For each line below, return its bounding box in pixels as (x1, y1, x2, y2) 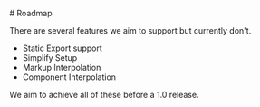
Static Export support (22, 43, 102, 53)
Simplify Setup (22, 53, 78, 63)
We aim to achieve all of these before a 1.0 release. (9, 90, 199, 100)
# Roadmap (9, 8, 53, 18)
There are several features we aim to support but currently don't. (9, 25, 252, 35)
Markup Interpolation (22, 63, 101, 73)
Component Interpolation (22, 72, 116, 83)
